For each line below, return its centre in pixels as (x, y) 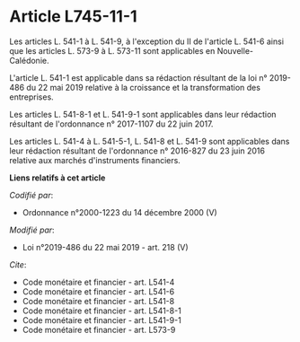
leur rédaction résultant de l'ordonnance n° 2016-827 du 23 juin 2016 (137, 151)
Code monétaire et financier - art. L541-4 (98, 282)
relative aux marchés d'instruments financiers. (95, 160)
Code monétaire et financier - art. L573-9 (99, 329)
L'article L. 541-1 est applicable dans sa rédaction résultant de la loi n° (138, 77)
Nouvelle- (235, 50)
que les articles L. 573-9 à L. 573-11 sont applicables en (112, 50)
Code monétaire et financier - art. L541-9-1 (101, 320)
